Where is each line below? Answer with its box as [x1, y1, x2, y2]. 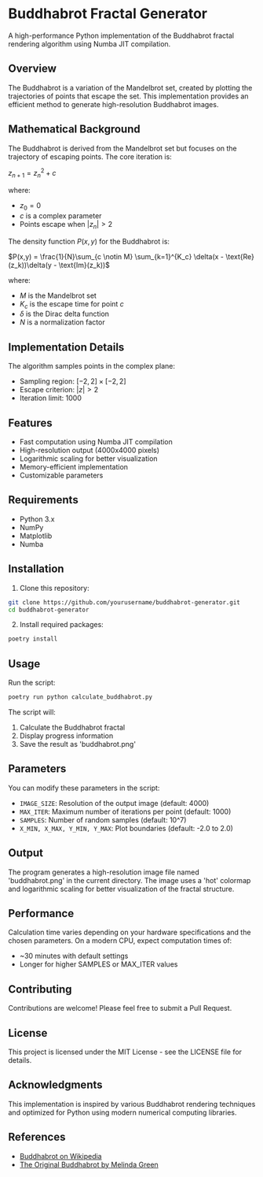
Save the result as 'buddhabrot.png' [19, 739, 136, 748]
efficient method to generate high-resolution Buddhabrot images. [8, 99, 219, 109]
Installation [8, 563, 64, 576]
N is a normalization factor [19, 317, 105, 327]
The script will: [8, 707, 57, 717]
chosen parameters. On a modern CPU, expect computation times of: [8, 936, 232, 945]
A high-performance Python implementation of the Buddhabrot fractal [8, 31, 234, 40]
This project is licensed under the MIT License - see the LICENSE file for [8, 1047, 242, 1056]
